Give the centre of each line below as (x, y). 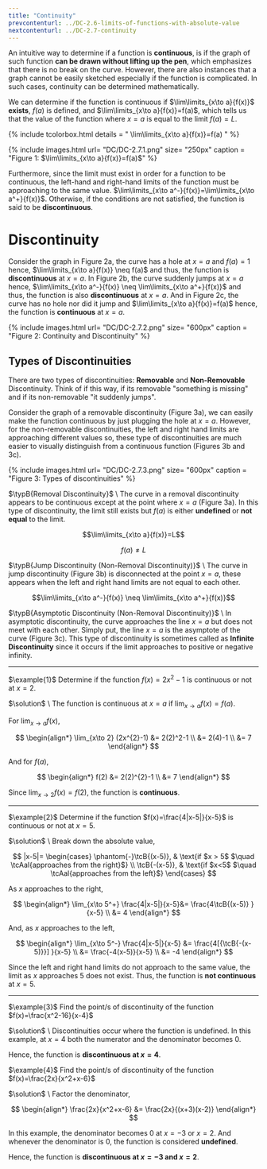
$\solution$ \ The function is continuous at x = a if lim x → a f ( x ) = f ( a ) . (122, 704)
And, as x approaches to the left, (62, 928)
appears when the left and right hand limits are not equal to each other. (124, 583)
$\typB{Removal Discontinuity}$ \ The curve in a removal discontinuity (124, 494)
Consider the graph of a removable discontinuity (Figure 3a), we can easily (131, 412)
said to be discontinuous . (51, 207)
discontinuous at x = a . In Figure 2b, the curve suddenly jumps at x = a (126, 278)
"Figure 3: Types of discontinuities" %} (72, 478)
